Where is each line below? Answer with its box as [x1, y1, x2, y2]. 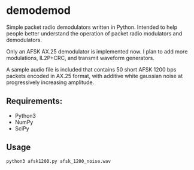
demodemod [6, 4, 71, 17]
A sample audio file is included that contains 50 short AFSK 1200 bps [6, 65, 177, 73]
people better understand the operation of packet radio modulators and [6, 29, 183, 37]
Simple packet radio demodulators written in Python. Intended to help [6, 23, 178, 31]
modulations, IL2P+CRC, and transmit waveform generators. [6, 54, 154, 61]
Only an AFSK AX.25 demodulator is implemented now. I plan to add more [6, 47, 188, 55]
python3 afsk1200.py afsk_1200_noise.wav [6, 158, 111, 164]
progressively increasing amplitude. [6, 79, 95, 86]
